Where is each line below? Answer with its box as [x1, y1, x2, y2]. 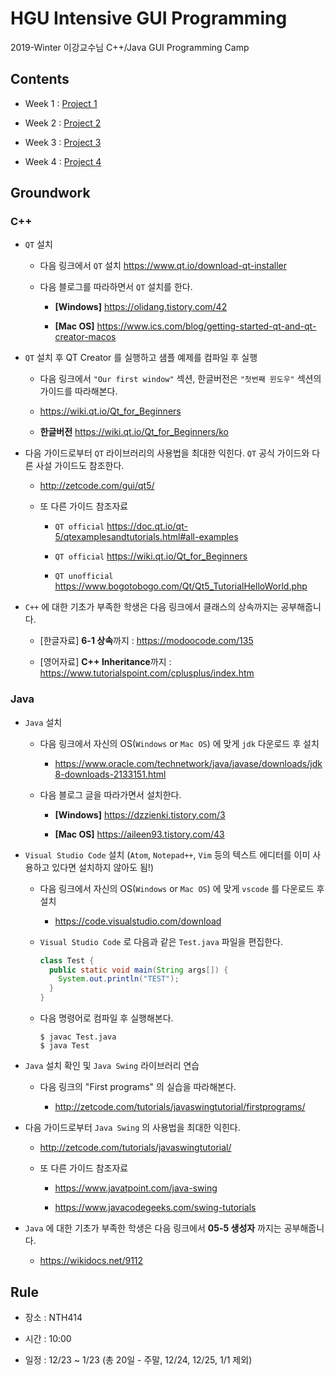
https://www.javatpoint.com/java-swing [54, 1182, 218, 1194]
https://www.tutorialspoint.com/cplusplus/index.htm [39, 667, 255, 679]
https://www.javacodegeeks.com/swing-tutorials [54, 1202, 257, 1214]
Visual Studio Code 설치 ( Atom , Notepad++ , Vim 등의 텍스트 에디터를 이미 [24, 848, 311, 861]
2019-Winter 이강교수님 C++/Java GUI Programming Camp [10, 41, 250, 53]
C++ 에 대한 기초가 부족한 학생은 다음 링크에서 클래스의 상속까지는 [24, 601, 279, 613]
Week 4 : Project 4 [24, 155, 102, 167]
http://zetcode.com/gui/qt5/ [39, 480, 155, 492]
